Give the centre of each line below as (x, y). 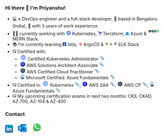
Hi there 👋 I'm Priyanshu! (36, 8)
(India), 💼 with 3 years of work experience (55, 26)
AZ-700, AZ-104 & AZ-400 (39, 102)
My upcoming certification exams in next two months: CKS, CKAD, (85, 96)
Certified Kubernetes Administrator (63, 59)
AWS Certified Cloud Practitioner (60, 72)
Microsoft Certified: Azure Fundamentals (67, 78)
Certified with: (32, 52)
